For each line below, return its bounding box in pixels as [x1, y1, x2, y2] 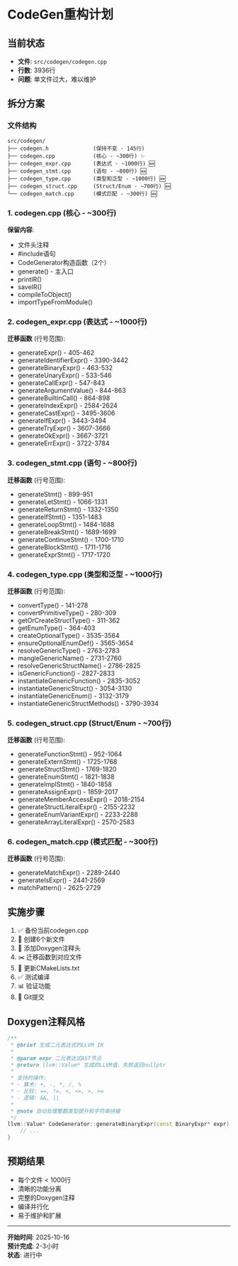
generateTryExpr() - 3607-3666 [17, 424, 111, 433]
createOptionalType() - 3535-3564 [17, 631, 120, 639]
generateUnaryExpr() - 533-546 [17, 371, 112, 380]
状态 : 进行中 [7, 1250, 42, 1259]
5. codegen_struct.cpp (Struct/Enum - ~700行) [7, 718, 172, 728]
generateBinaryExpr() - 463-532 [17, 364, 113, 372]
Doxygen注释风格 [7, 1015, 85, 1027]
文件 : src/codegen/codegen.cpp [17, 58, 108, 65]
